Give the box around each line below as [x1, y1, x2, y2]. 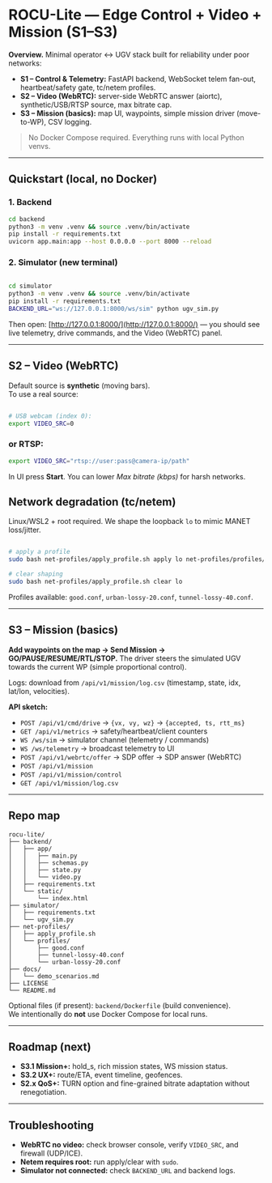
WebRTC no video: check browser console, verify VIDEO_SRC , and [19, 1140, 239, 1150]
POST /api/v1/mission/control [19, 771, 123, 779]
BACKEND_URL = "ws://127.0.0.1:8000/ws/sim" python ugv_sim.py [8, 305, 219, 313]
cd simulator [8, 282, 53, 291]
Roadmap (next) [8, 1040, 91, 1053]
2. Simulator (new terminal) [8, 257, 118, 268]
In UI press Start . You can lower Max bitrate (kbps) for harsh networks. [8, 471, 246, 481]
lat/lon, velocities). [8, 686, 70, 696]
